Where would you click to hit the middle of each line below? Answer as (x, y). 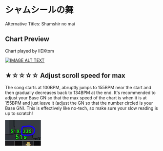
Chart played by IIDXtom (30, 51)
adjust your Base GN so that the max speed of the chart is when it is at (76, 97)
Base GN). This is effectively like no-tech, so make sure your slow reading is (81, 108)
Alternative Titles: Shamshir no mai (40, 24)
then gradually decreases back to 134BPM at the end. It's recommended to (81, 93)
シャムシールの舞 (40, 10)
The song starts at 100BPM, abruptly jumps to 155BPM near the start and (78, 87)
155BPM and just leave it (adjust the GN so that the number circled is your (79, 103)
